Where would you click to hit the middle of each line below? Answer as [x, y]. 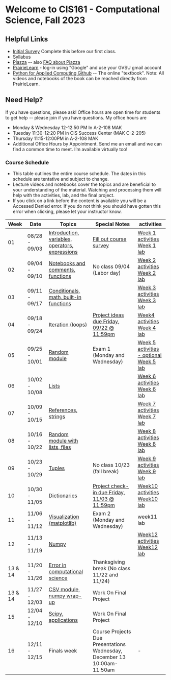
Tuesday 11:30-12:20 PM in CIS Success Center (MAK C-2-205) [79, 133]
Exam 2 [102, 514]
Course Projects [112, 632]
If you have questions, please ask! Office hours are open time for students [83, 112]
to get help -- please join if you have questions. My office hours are [76, 117]
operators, [61, 246]
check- [120, 486]
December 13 [109, 657]
